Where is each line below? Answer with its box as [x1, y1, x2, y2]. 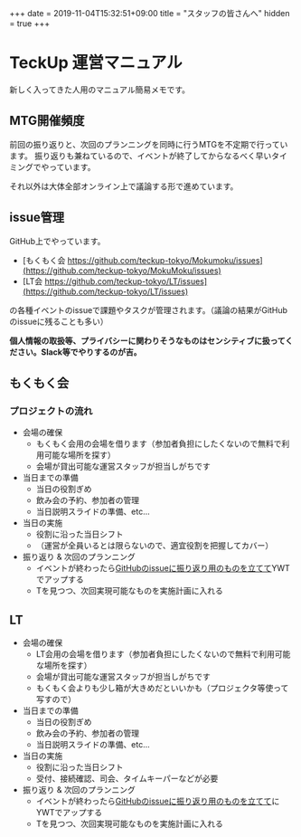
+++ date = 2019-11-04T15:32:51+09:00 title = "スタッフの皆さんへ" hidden [9, 8, 290, 18]
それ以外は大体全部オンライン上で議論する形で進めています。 [9, 180, 239, 192]
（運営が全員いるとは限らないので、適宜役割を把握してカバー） [35, 540, 274, 551]
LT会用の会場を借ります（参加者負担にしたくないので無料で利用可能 [35, 649, 291, 660]
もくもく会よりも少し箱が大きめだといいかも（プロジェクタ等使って [35, 682, 289, 694]
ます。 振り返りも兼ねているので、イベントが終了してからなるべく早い [9, 150, 272, 161]
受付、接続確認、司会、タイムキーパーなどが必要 [35, 773, 219, 785]
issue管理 [9, 210, 65, 225]
